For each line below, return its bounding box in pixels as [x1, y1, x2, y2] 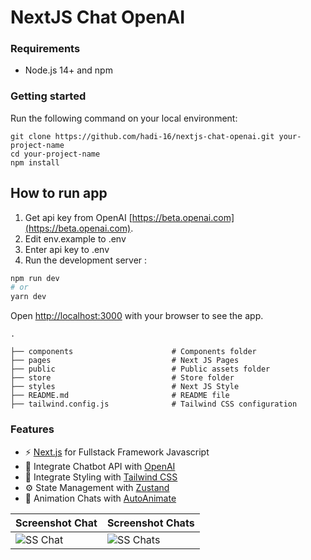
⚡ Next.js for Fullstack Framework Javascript [24, 446, 210, 458]
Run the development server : [24, 254, 148, 266]
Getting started [10, 89, 87, 103]
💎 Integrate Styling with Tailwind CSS [24, 471, 178, 483]
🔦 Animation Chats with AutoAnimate [24, 492, 177, 504]
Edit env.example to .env [24, 232, 127, 245]
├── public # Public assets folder [10, 364, 271, 375]
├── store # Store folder [10, 373, 235, 383]
